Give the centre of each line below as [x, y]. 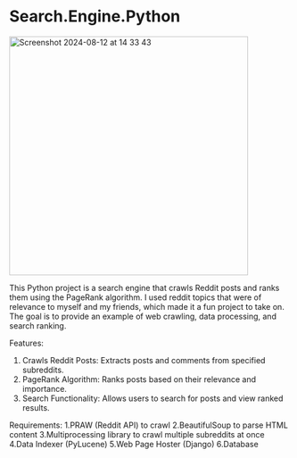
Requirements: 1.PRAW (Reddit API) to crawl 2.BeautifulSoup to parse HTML [148, 425]
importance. [44, 388]
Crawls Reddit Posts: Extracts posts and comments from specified [144, 360]
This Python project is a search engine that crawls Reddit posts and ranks [144, 287]
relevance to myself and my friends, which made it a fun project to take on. [147, 306]
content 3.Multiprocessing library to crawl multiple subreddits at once [137, 434]
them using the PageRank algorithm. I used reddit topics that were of [136, 297]
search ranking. [38, 325]
